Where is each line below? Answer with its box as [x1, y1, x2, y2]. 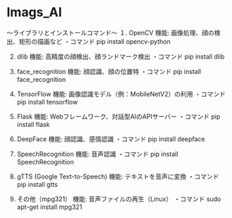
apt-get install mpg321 [16, 202, 83, 211]
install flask [16, 120, 50, 128]
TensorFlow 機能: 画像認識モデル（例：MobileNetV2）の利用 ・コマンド [16, 90, 226, 98]
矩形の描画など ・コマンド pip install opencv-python [18, 37, 171, 46]
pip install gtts [16, 180, 58, 188]
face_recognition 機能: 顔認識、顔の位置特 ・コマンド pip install [16, 67, 202, 75]
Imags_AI [6, 4, 63, 20]
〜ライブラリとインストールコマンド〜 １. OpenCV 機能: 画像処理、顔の [6, 28, 214, 37]
